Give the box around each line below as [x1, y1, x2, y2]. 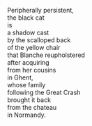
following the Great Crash [7, 88, 81, 96]
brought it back [7, 96, 51, 104]
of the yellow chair [7, 44, 61, 51]
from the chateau [7, 103, 57, 111]
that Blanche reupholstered [7, 51, 86, 59]
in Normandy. [7, 111, 47, 119]
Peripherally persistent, [7, 6, 75, 14]
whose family [7, 81, 46, 89]
